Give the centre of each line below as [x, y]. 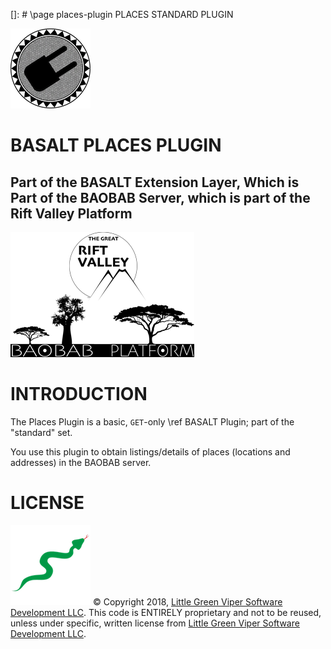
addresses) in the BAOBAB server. [81, 462]
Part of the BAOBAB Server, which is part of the [160, 197]
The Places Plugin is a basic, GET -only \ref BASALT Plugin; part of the [152, 421]
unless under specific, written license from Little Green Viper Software [155, 623]
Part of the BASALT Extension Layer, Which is [155, 182]
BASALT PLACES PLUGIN [116, 145]
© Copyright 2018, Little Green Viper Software [187, 601]
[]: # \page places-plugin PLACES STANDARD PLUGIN [122, 14]
